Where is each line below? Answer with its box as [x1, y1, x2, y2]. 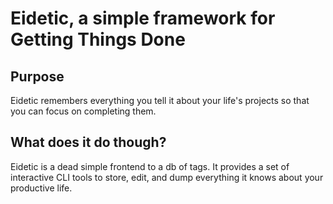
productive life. [10, 182, 73, 194]
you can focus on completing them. [10, 105, 157, 117]
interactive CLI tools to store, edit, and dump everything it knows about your [10, 171, 324, 183]
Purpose [10, 68, 65, 85]
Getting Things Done [10, 28, 186, 51]
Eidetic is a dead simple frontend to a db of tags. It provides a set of [10, 160, 290, 172]
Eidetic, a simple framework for [10, 7, 276, 30]
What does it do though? [10, 134, 167, 151]
